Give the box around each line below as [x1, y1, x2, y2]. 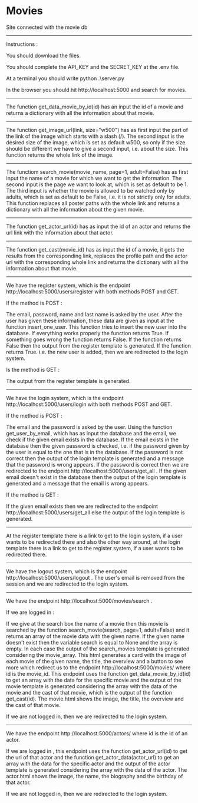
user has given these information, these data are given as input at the [6, 317, 174, 324]
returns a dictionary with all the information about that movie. [6, 109, 154, 116]
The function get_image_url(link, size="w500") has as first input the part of [6, 126, 189, 133]
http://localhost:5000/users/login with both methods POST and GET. [6, 401, 172, 408]
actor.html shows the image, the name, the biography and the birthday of [6, 772, 183, 779]
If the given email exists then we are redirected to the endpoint [6, 503, 158, 510]
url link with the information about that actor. [6, 229, 114, 236]
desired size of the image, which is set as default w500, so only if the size [6, 138, 186, 146]
